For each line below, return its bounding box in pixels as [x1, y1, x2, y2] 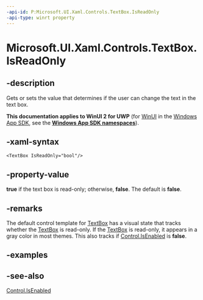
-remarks [6, 203, 43, 213]
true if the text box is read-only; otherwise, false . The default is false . [6, 185, 182, 193]
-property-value [6, 169, 69, 180]
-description [6, 78, 55, 88]
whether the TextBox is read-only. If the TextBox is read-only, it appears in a [6, 226, 198, 233]
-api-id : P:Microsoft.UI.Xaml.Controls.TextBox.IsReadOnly [6, 9, 160, 15]
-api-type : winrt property [6, 15, 75, 21]
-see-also [6, 271, 45, 281]
